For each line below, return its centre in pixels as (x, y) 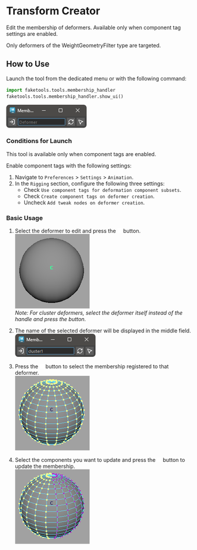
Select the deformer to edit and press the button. (78, 231)
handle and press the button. (50, 319)
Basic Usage (25, 217)
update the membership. (45, 467)
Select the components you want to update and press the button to (100, 460)
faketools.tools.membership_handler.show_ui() (65, 97)
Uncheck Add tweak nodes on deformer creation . (84, 202)
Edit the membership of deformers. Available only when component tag (94, 27)
